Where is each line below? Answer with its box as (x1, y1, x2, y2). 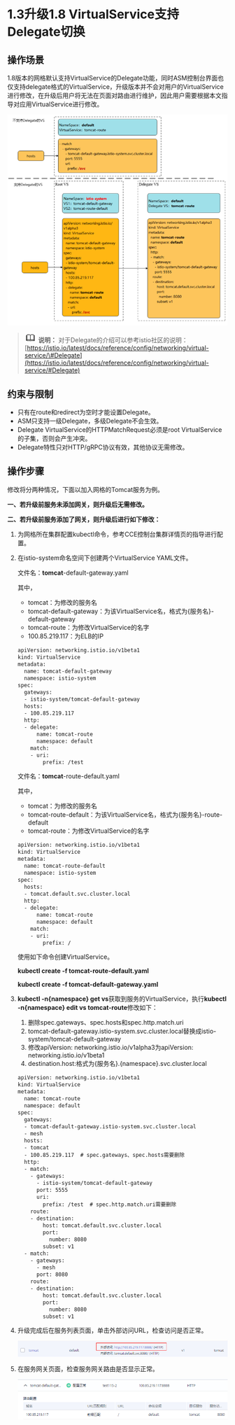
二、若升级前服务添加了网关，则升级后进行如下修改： (7, 515, 161, 524)
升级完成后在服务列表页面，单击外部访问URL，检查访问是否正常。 (17, 1326, 208, 1334)
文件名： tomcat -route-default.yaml (17, 771, 120, 780)
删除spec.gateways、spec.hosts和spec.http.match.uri (27, 1018, 184, 1026)
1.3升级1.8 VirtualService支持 (7, 6, 180, 22)
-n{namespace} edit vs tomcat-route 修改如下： (17, 1003, 159, 1011)
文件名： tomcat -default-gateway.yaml (17, 568, 129, 577)
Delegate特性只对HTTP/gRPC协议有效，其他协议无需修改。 (17, 443, 189, 451)
